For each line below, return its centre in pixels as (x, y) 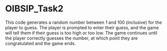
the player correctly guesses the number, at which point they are (72, 38)
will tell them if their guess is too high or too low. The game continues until (81, 33)
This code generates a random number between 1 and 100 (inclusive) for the (83, 22)
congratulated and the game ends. (41, 43)
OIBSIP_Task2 (34, 9)
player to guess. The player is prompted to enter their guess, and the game (82, 27)
